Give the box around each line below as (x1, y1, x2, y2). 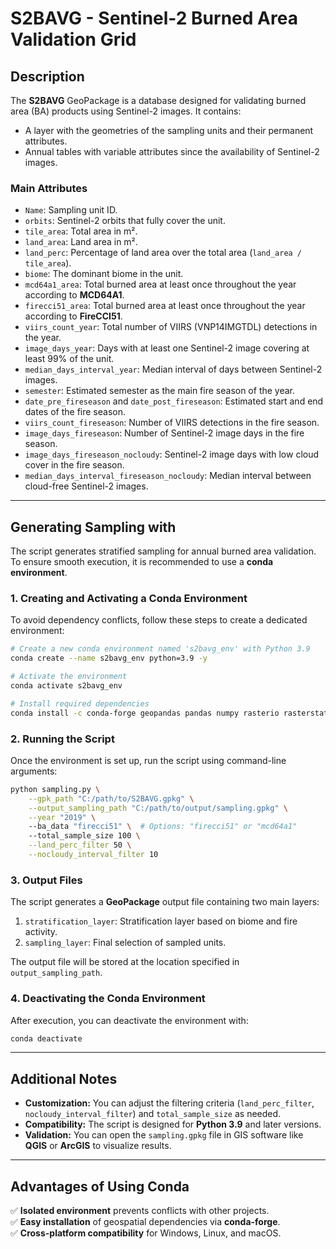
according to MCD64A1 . (24, 289, 125, 301)
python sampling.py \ (10, 784, 101, 794)
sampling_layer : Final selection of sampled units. (24, 937, 227, 949)
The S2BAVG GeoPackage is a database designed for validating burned (10, 95, 307, 106)
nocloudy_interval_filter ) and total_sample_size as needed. (24, 1108, 282, 1120)
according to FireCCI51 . (24, 310, 123, 322)
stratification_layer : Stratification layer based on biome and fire (24, 915, 298, 927)
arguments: (10, 765, 58, 777)
